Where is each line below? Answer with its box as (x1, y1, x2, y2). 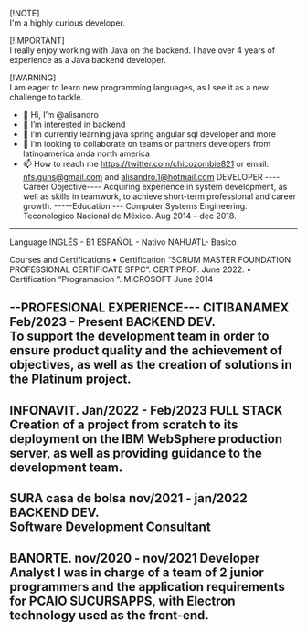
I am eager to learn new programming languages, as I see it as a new (9, 82, 270, 92)
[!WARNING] (9, 72, 57, 83)
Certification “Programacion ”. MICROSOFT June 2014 (9, 274, 214, 284)
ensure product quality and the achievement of (9, 342, 283, 359)
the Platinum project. (9, 372, 132, 387)
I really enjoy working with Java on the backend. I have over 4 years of (9, 45, 276, 56)
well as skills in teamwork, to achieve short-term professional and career (22, 191, 297, 202)
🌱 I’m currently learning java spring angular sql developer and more (22, 129, 277, 140)
